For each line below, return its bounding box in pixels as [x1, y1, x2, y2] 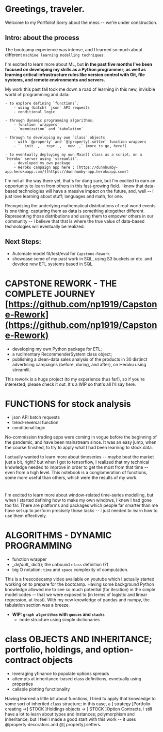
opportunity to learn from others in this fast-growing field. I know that [5, 183, 144, 189]
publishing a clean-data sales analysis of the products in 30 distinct [12, 356, 147, 362]
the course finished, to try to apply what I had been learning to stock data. [5, 445, 153, 451]
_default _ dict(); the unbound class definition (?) [12, 561, 109, 567]
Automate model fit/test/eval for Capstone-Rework [12, 250, 110, 257]
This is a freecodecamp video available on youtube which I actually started [5, 576, 155, 582]
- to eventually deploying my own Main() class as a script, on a [5, 152, 142, 157]
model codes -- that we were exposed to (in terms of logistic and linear [5, 592, 147, 597]
